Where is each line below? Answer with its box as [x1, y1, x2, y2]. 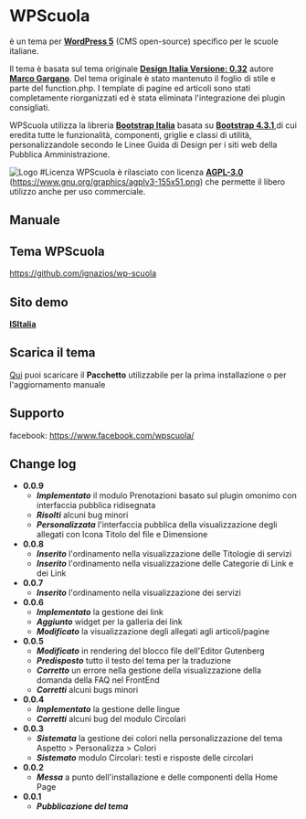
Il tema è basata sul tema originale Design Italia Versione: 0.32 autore [9, 63, 274, 74]
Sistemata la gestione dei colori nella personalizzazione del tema [36, 733, 283, 744]
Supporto [9, 406, 65, 421]
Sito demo [9, 294, 69, 310]
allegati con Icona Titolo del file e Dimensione [36, 529, 208, 540]
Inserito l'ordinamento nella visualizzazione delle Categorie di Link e [36, 558, 294, 569]
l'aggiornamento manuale [9, 378, 106, 389]
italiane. [9, 45, 39, 56]
